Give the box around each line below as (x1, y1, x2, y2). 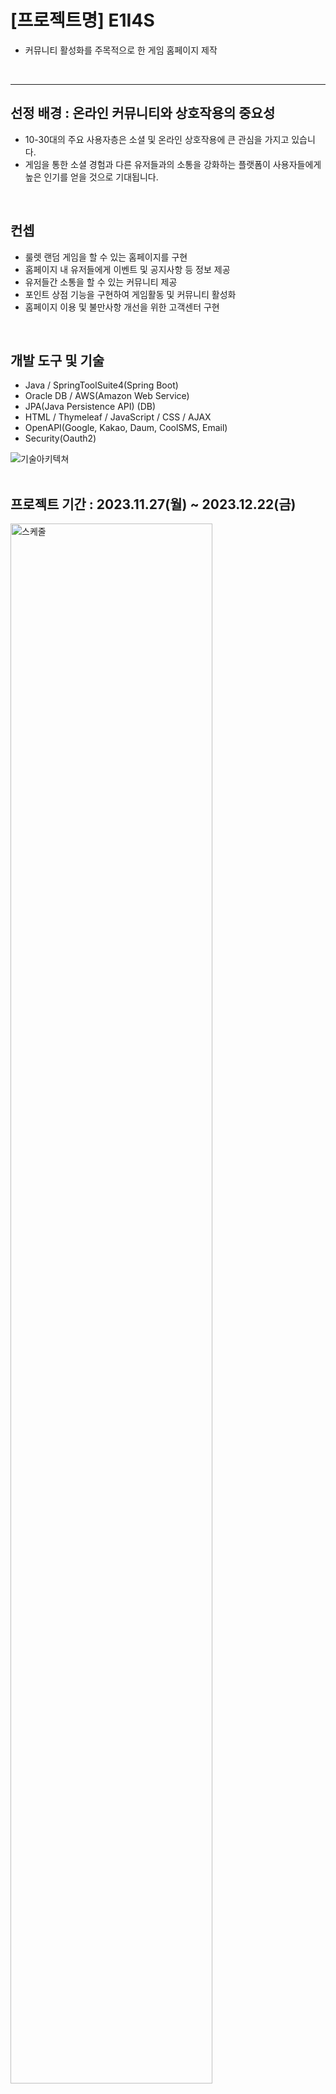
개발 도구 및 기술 (10, 352, 105, 369)
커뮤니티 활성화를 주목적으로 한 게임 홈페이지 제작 (24, 44, 218, 56)
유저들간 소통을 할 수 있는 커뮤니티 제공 (24, 276, 178, 288)
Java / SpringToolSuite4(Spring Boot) (24, 379, 179, 391)
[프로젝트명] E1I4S (10, 9, 155, 32)
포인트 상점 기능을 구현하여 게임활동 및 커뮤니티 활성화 (24, 288, 237, 300)
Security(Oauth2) (24, 432, 97, 445)
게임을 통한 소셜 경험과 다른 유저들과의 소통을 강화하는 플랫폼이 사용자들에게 (24, 158, 322, 170)
